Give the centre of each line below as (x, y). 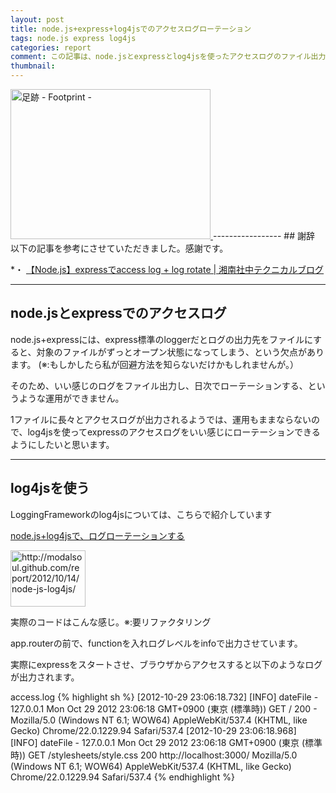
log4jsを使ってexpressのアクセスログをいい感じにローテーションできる (174, 432)
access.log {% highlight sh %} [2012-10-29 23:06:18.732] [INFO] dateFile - (164, 697)
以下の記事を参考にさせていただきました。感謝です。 (119, 248)
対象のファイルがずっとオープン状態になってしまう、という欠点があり (180, 352)
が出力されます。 (45, 677)
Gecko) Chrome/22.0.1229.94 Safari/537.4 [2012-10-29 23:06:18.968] (153, 730)
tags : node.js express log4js (73, 38)
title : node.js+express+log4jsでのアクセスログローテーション (131, 29)
